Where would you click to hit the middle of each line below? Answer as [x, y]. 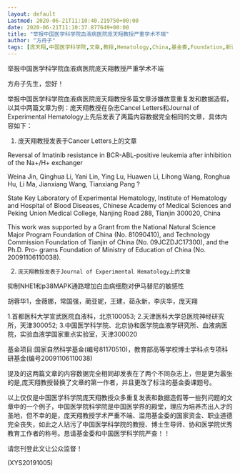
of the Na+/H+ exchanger [45, 163]
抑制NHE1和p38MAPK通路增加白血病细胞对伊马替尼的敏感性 [96, 286]
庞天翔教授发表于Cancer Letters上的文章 [77, 141]
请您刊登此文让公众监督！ [45, 448]
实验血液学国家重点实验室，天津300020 [79, 334]
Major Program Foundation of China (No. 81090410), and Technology [109, 234]
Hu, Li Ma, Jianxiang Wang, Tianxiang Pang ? [74, 184]
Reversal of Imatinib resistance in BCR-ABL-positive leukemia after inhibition [120, 155]
